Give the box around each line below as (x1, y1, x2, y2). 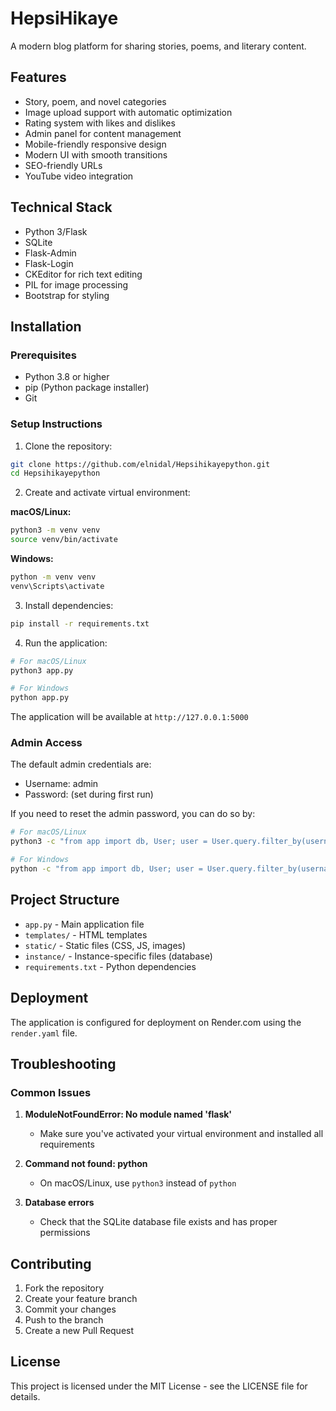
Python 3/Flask (24, 225, 88, 237)
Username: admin (24, 778, 99, 790)
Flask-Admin (24, 247, 77, 259)
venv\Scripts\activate (10, 581, 105, 591)
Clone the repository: (24, 440, 113, 452)
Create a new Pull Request (24, 1325, 135, 1337)
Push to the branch (24, 1314, 104, 1326)
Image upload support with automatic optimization (24, 106, 233, 118)
